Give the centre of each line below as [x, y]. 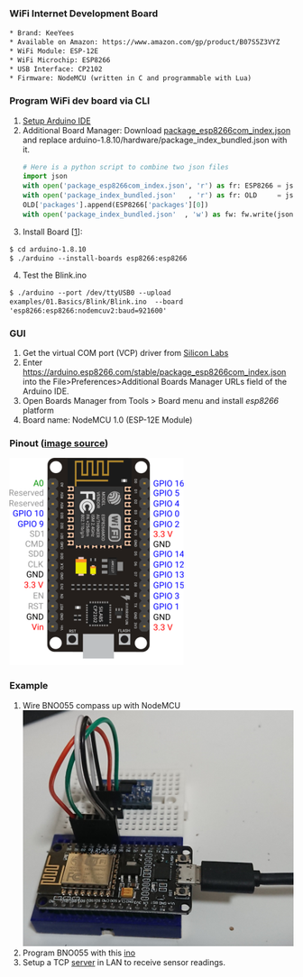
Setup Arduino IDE [57, 121]
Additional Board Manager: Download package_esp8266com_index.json [156, 130]
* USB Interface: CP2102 [56, 69]
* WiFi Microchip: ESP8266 [60, 60]
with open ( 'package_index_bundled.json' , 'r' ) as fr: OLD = [152, 196]
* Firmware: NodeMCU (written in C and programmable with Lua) [131, 78]
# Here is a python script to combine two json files [125, 167]
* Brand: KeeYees [42, 33]
